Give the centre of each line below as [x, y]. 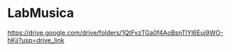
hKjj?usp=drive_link [36, 40]
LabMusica [41, 13]
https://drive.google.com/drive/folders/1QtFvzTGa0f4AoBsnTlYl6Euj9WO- [116, 33]
